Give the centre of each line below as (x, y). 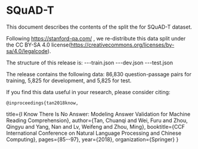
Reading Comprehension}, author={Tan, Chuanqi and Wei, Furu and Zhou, (97, 120)
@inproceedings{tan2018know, (42, 103)
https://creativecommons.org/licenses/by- (123, 45)
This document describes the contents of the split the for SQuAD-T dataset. (99, 27)
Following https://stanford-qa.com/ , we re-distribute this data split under (96, 38)
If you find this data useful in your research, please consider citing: (88, 92)
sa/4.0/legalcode (27, 51)
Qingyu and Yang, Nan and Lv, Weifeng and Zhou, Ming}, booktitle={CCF (95, 126)
